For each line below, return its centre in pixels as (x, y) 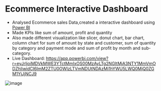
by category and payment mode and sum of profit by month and (76, 48)
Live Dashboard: (28, 58)
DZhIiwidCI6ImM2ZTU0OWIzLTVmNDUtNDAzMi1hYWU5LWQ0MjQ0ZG (83, 68)
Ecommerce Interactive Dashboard (77, 9)
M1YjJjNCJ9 (24, 74)
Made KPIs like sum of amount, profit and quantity (62, 32)
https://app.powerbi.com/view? (77, 58)
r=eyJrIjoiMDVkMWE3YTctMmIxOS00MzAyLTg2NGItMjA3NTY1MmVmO (84, 63)
